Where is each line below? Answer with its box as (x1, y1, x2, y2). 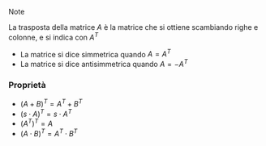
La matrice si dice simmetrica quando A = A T (19, 48, 172, 59)
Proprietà (8, 79, 46, 90)
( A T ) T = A (19, 117, 54, 128)
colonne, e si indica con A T (8, 31, 99, 42)
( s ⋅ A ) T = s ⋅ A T (19, 107, 72, 119)
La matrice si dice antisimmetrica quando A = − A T (19, 58, 188, 69)
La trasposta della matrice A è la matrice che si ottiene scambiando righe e (8, 23, 259, 31)
